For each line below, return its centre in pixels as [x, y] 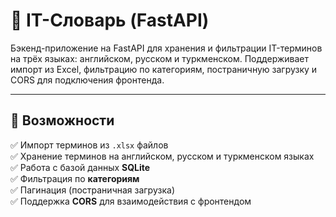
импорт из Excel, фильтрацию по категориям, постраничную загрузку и [164, 69]
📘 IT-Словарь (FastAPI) [110, 20]
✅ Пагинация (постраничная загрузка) [92, 190]
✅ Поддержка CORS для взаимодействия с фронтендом [131, 201]
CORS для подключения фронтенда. [87, 80]
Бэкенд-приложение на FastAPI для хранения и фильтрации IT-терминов [166, 48]
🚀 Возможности [62, 120]
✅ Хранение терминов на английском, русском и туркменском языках [162, 156]
